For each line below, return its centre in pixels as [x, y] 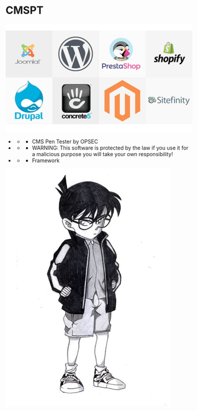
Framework [46, 160]
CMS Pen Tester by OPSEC [65, 141]
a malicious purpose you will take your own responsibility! [102, 154]
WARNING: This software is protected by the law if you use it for [110, 148]
